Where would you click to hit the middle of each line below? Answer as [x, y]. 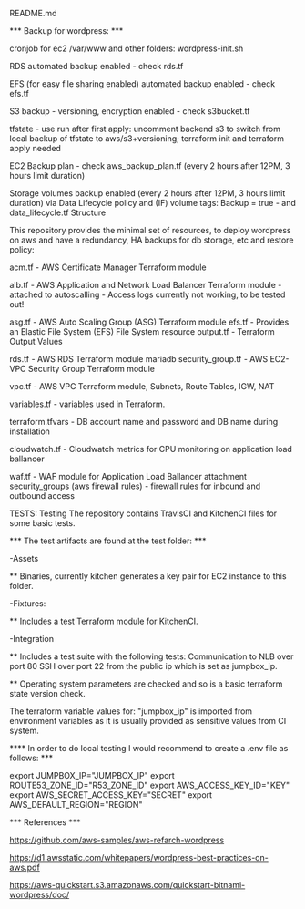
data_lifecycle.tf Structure [58, 212]
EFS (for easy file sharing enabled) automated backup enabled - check [142, 84]
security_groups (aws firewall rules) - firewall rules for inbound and [135, 486]
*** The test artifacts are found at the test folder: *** [108, 541]
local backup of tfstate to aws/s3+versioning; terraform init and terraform [147, 139]
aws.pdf [25, 867]
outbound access [42, 496]
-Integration [32, 639]
